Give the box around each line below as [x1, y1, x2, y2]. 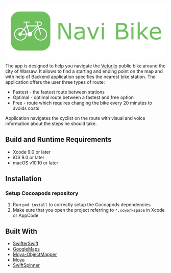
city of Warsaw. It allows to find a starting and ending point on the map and [5, 68, 163, 74]
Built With [5, 227, 37, 236]
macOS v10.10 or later [12, 160, 59, 166]
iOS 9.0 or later [12, 154, 45, 160]
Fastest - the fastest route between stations [12, 89, 105, 95]
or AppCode [12, 212, 39, 218]
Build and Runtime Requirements [5, 135, 112, 144]
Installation [5, 175, 42, 183]
